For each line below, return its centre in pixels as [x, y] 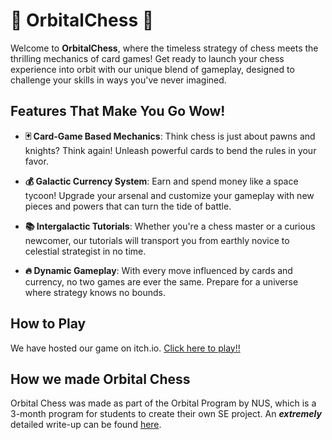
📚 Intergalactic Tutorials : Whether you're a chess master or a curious [170, 226]
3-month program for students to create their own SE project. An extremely [166, 414]
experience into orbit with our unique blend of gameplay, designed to [152, 69]
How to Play [48, 324]
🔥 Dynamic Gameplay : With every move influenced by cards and [158, 270]
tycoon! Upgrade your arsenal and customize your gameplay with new [169, 195]
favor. [36, 161]
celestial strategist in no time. [85, 251]
